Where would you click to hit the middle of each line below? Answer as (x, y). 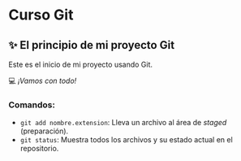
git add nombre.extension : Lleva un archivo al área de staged (123, 123)
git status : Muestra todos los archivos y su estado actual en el (126, 140)
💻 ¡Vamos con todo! (43, 80)
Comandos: (32, 105)
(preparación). (44, 131)
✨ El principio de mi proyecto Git (92, 45)
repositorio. (39, 149)
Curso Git (41, 15)
